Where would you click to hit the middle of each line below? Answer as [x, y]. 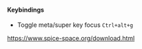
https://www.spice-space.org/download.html [71, 39]
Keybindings [26, 10]
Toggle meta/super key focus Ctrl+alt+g [75, 25]
